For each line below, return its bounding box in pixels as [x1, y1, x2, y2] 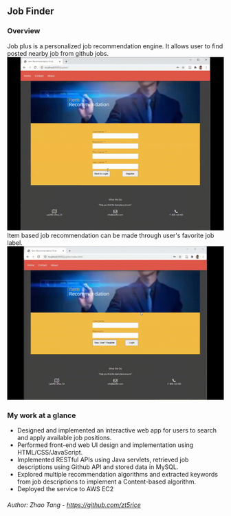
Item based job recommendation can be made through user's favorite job [7, 231, 214, 239]
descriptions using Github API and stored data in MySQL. [16, 462, 179, 471]
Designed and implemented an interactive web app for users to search [16, 426, 217, 434]
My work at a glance [7, 410, 76, 420]
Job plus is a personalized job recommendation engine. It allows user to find [7, 41, 223, 50]
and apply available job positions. [16, 433, 112, 441]
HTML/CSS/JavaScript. [16, 448, 83, 456]
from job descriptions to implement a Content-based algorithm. [16, 477, 197, 486]
